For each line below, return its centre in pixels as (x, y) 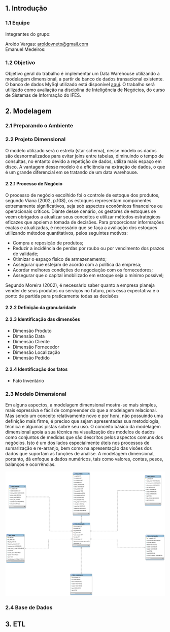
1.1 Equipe (18, 23)
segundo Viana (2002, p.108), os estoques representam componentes (78, 200)
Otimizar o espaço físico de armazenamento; (60, 259)
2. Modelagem (28, 111)
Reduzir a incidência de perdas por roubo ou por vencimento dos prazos (88, 248)
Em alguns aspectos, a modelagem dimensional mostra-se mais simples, (81, 405)
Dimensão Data (29, 336)
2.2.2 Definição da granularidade (41, 308)
